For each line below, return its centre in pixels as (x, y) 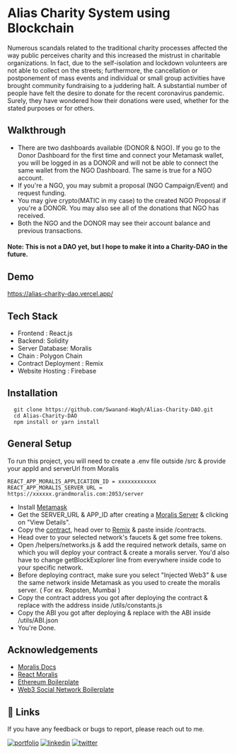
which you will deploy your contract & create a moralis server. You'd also (123, 552)
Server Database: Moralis (54, 348)
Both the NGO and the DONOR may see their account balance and (114, 223)
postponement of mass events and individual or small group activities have (116, 78)
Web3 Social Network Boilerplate (66, 689)
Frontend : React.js (45, 333)
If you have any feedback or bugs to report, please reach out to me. (106, 729)
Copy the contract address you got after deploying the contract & (113, 597)
